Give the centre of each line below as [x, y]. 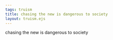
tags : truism [19, 10]
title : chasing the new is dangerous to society [56, 14]
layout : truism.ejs [25, 19]
